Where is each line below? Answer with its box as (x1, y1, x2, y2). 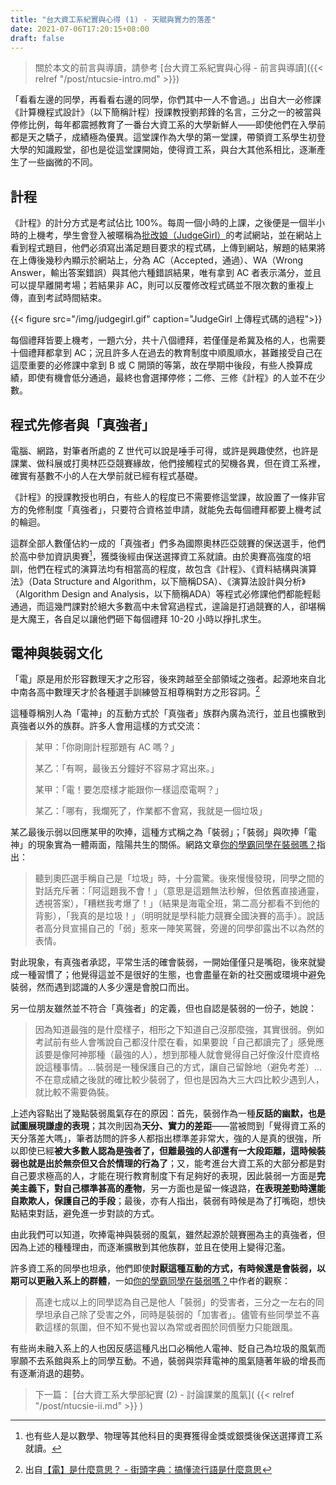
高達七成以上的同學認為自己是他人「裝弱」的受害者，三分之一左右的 (34, 1296, 316, 1308)
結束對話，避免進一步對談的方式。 (18, 1207, 160, 1220)
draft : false (10, 33, 65, 43)
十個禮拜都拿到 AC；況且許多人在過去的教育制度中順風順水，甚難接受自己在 (10, 347, 323, 359)
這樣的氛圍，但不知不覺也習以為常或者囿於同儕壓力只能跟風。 (43, 1321, 298, 1333)
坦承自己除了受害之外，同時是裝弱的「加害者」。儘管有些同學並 (43, 1309, 303, 1321)
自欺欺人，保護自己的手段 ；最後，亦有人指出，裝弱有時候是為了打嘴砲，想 (10, 1195, 317, 1207)
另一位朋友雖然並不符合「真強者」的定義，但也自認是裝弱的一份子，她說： (10, 1002, 317, 1015)
